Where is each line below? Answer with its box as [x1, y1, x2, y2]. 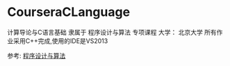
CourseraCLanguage [7, 4, 131, 20]
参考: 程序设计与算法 [7, 51, 66, 60]
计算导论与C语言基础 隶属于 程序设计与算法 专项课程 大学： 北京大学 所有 [7, 28, 217, 36]
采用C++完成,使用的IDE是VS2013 [13, 36, 108, 45]
